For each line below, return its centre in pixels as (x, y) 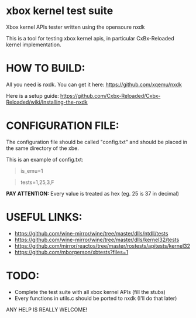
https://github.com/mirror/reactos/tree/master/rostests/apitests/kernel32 (102, 246)
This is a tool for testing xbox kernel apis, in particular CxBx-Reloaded (90, 38)
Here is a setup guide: (33, 95)
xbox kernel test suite (60, 11)
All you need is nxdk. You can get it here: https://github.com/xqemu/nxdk (94, 84)
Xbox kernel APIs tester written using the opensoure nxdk (75, 27)
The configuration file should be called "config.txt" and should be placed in (97, 142)
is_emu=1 (32, 170)
